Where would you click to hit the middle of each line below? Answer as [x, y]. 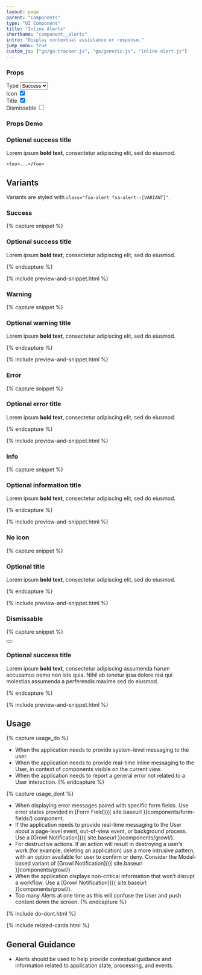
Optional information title [44, 485]
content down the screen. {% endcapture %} [71, 902]
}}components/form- [169, 812]
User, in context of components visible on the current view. [88, 769]
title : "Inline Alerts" [36, 29]
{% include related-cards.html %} [48, 925]
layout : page [23, 12]
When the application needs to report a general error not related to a [100, 776]
